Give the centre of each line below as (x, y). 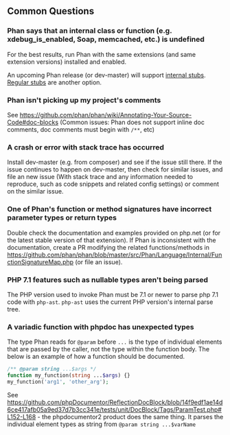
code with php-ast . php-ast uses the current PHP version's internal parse (110, 302)
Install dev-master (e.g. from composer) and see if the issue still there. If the (115, 162)
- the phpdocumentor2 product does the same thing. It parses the (130, 416)
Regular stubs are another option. (54, 82)
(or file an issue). (99, 262)
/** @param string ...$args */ (52, 369)
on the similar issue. (35, 191)
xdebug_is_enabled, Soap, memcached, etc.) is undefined (106, 39)
